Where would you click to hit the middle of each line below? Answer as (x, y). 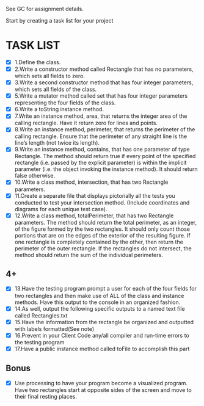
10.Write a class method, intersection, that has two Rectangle (91, 182)
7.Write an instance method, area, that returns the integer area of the (101, 116)
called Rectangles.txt (41, 315)
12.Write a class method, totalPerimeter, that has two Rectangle (94, 216)
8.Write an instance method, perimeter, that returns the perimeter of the (105, 129)
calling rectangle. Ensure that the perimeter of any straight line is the (101, 136)
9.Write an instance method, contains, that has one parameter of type (102, 150)
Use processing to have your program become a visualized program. (101, 383)
